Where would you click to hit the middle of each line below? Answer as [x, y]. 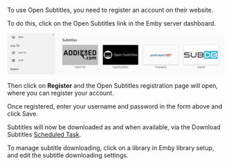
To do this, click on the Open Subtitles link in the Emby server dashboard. [112, 23]
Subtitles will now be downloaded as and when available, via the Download [114, 127]
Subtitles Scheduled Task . [44, 135]
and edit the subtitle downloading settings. [68, 156]
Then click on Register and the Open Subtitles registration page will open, [113, 86]
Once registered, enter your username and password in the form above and [115, 107]
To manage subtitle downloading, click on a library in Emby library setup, [111, 148]
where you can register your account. [61, 93]
